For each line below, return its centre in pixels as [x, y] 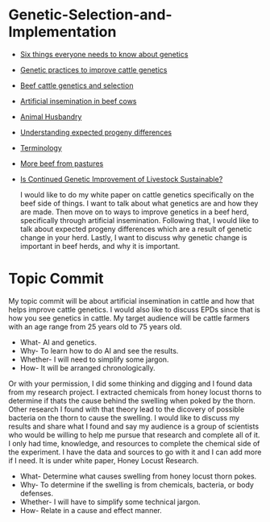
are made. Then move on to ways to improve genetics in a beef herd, [134, 212]
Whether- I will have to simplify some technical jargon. [110, 502]
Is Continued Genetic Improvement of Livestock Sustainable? [121, 179]
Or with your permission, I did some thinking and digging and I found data [130, 383]
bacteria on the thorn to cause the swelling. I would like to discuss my [124, 417]
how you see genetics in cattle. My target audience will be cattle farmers [129, 318]
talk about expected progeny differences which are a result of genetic [136, 229]
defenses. [37, 493]
